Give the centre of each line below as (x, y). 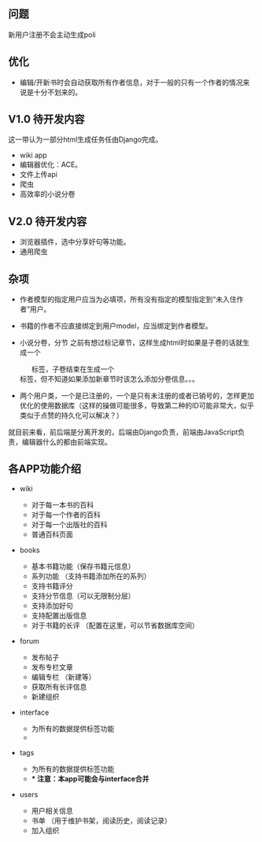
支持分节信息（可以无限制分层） (83, 596)
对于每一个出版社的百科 (69, 524)
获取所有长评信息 (59, 686)
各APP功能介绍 (44, 469)
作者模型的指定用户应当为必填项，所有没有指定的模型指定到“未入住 (128, 299)
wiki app (33, 155)
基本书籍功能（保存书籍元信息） (83, 566)
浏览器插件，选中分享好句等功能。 (75, 242)
